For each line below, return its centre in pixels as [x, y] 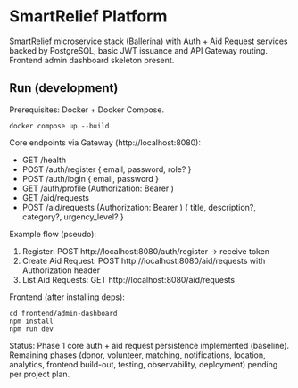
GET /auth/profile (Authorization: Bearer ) [98, 188]
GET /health [44, 160]
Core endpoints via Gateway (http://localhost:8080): [105, 142]
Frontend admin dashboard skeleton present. [92, 60]
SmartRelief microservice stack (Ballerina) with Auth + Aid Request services [149, 41]
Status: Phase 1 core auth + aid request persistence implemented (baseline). [149, 345]
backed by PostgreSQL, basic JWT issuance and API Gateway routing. [138, 50]
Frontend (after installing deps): [67, 297]
